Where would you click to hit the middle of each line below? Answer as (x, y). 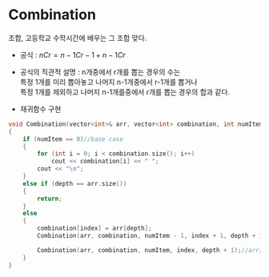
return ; (50, 199)
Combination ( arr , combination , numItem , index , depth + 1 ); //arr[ (150, 250)
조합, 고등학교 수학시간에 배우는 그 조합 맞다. (78, 38)
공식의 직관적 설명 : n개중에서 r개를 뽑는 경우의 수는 (100, 72)
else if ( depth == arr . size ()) (75, 183)
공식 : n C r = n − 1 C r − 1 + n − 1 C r (72, 54)
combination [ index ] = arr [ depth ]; (94, 229)
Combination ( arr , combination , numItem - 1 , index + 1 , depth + (147, 236)
